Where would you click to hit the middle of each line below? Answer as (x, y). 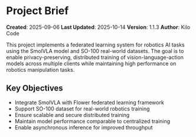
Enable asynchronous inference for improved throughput (84, 127)
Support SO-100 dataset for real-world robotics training (82, 108)
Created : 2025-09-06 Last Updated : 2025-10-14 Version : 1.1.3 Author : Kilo (98, 27)
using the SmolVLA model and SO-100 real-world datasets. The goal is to (95, 51)
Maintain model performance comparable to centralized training (92, 121)
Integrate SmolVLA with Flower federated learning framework (89, 102)
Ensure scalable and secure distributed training (72, 115)
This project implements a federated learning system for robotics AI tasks (95, 45)
